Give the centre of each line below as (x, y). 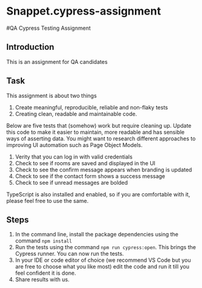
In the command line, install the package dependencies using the (97, 235)
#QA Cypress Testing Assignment (49, 28)
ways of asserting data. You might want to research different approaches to (101, 139)
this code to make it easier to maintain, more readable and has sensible (96, 132)
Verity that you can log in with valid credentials (74, 157)
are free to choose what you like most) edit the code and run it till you (102, 267)
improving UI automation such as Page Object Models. (75, 145)
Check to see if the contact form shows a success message (90, 176)
